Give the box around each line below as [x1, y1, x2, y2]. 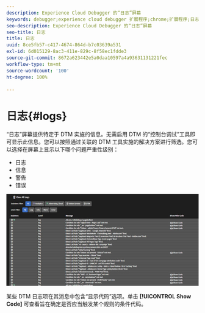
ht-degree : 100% [6, 74, 48, 80]
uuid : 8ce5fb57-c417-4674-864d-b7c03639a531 [6, 42, 121, 48]
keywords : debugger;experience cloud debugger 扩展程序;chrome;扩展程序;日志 [6, 16, 200, 23]
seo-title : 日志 [6, 29, 46, 35]
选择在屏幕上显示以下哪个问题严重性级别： [11, 146, 119, 153]
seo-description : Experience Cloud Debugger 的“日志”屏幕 [6, 23, 153, 29]
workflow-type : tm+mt [6, 61, 62, 67]
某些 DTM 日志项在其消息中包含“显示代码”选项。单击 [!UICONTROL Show [6, 292, 192, 300]
